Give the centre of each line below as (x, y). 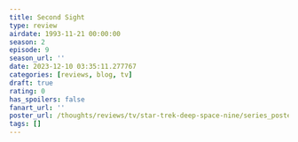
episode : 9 (29, 50)
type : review (33, 26)
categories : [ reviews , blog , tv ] (71, 75)
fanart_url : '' (37, 108)
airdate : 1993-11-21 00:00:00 (65, 34)
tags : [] (25, 124)
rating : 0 (27, 91)
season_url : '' (37, 58)
